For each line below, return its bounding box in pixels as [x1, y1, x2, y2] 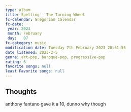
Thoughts [5, 87, 37, 96]
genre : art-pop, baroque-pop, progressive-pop [5, 54, 106, 60]
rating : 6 [5, 59, 26, 64]
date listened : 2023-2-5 [5, 50, 58, 55]
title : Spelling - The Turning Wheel [5, 12, 85, 17]
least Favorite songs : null [5, 69, 65, 74]
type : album [5, 7, 30, 13]
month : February [7, 31, 42, 36]
